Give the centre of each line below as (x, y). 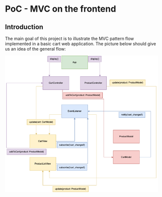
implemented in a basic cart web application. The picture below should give (81, 44)
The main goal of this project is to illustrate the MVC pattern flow (70, 38)
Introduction (24, 27)
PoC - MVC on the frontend (61, 9)
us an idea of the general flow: (36, 49)
